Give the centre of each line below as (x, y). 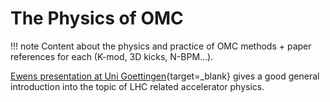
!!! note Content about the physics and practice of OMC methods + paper (161, 46)
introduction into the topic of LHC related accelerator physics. (137, 86)
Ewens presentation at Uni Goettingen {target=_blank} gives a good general (165, 76)
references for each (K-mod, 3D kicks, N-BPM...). (112, 56)
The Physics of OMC (97, 18)
